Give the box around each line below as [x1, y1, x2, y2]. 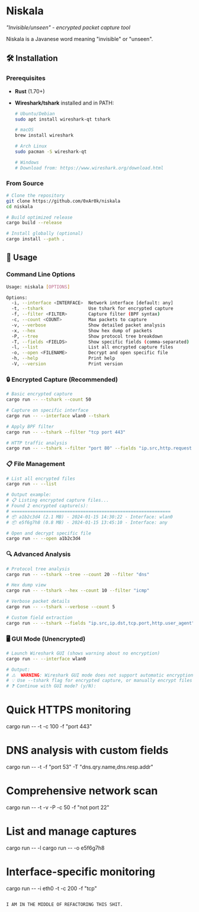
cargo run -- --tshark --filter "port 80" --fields [6, 445, 136, 451]
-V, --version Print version [11, 361, 123, 367]
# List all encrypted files [6, 476, 76, 482]
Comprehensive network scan [6, 784, 158, 798]
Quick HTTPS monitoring [6, 703, 131, 717]
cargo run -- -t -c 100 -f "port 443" [6, 723, 92, 730]
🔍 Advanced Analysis [6, 550, 71, 558]
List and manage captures [6, 825, 137, 838]
